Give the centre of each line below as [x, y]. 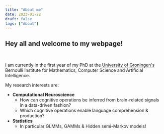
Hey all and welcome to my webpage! [64, 43]
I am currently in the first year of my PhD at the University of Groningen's [80, 65]
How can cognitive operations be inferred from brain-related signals [89, 100]
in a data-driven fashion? [45, 105]
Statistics [23, 121]
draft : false [19, 19]
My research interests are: [32, 85]
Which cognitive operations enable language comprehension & [84, 111]
